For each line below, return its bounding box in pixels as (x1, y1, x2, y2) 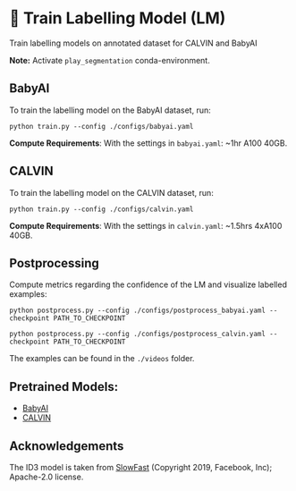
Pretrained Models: (9, 379, 119, 394)
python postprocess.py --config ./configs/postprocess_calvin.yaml (9, 330, 266, 339)
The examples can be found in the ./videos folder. (9, 353, 195, 364)
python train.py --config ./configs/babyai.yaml (9, 122, 194, 131)
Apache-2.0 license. (9, 471, 84, 482)
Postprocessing (9, 255, 100, 271)
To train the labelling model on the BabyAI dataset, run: (9, 105, 212, 115)
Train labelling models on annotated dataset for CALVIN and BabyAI (9, 38, 258, 48)
